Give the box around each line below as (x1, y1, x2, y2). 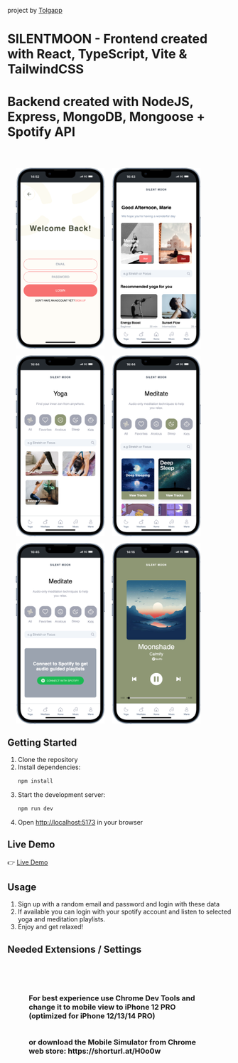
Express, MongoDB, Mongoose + (7, 109, 205, 125)
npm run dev (17, 805, 53, 812)
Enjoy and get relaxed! (17, 923, 84, 931)
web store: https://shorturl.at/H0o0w (28, 1046, 161, 1056)
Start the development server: (17, 790, 106, 799)
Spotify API (7, 124, 76, 140)
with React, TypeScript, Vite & (7, 46, 188, 63)
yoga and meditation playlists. (17, 915, 105, 924)
